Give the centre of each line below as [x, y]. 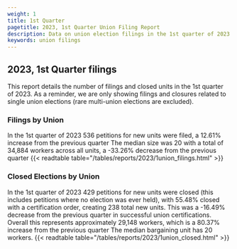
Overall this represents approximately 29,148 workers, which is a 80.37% [114, 222]
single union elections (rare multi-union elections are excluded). [100, 101]
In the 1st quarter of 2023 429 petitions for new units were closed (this [111, 192]
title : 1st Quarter [36, 21]
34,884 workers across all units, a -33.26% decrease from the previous [112, 151]
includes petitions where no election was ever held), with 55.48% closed [114, 199]
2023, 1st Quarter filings [62, 69]
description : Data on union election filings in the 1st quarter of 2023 [119, 34]
